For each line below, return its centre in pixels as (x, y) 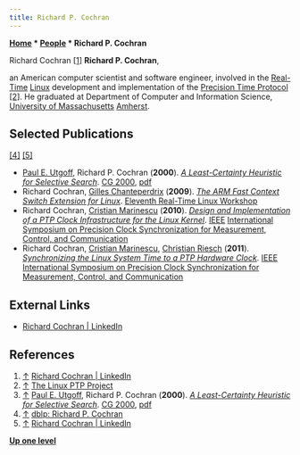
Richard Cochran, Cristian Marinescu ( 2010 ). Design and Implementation (156, 211)
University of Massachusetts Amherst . (79, 106)
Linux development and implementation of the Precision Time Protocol (159, 87)
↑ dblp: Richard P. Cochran (72, 414)
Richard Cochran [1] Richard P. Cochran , (84, 60)
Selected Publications (71, 134)
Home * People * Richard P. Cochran (78, 43)
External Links (50, 305)
